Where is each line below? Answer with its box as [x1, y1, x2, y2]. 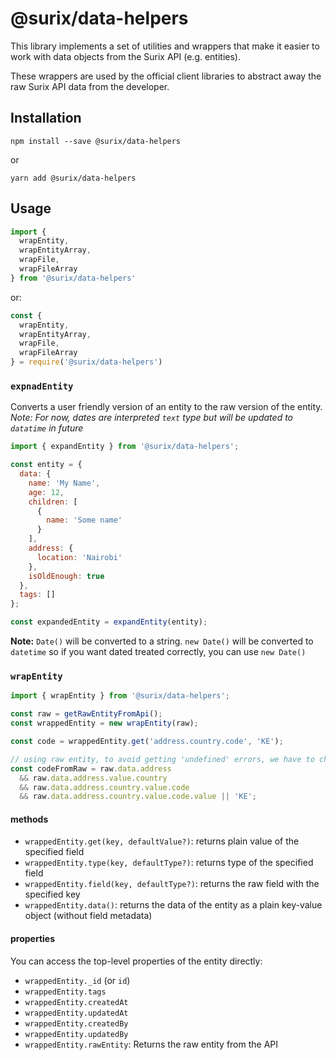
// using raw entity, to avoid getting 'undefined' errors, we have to [10, 754, 315, 764]
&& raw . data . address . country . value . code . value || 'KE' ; [19, 792, 257, 802]
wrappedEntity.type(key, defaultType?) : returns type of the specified [24, 857, 314, 869]
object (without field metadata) [24, 910, 153, 922]
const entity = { [10, 460, 83, 470]
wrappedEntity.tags [24, 987, 107, 997]
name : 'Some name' [46, 515, 123, 526]
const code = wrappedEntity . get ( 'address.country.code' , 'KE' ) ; [10, 737, 284, 747]
